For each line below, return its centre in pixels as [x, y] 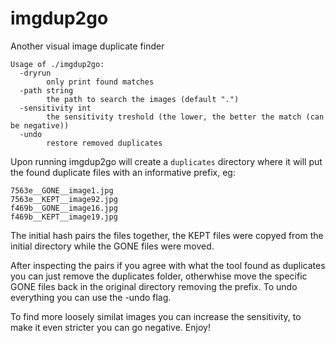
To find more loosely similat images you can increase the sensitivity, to [156, 316]
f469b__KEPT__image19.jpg [64, 217]
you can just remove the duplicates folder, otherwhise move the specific [159, 276]
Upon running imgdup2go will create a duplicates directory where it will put [166, 161]
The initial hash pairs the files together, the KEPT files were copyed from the [167, 235]
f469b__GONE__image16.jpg [64, 208]
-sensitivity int [55, 108]
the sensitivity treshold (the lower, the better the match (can [185, 117]
